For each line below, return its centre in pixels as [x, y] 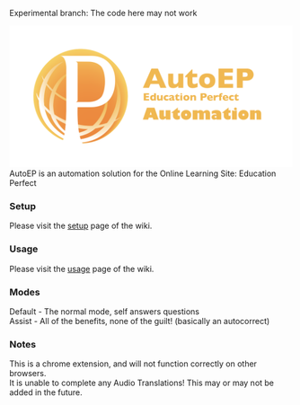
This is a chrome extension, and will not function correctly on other [133, 364]
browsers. [28, 374]
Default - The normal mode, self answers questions [105, 311]
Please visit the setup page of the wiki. [81, 226]
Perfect [23, 183]
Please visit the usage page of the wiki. [82, 269]
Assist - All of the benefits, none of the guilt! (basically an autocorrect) [140, 321]
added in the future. [46, 392]
